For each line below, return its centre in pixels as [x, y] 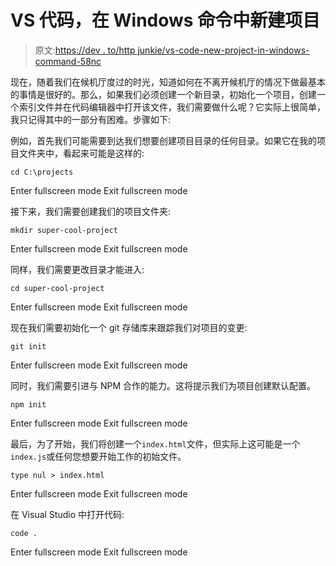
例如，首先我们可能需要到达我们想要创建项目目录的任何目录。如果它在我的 [163, 140]
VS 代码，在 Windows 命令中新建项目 [165, 20]
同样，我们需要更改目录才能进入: [77, 269]
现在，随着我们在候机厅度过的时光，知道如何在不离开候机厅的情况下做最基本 [168, 82]
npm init [28, 404]
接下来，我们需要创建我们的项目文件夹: [91, 211]
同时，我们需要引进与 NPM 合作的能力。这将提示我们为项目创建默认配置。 [163, 385]
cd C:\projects [42, 172]
